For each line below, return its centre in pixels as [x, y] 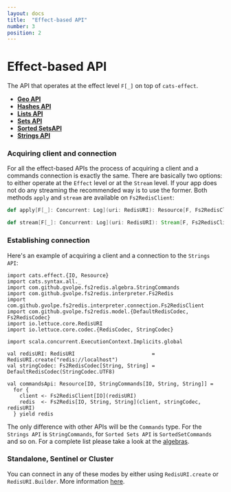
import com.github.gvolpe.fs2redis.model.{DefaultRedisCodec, [98, 311]
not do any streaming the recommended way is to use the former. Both [107, 191]
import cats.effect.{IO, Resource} [58, 275]
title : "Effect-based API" [47, 20]
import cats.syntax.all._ [44, 281]
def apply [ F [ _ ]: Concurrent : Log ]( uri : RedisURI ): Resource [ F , [100, 211]
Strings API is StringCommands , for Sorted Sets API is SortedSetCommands [109, 434]
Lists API [30, 114]
